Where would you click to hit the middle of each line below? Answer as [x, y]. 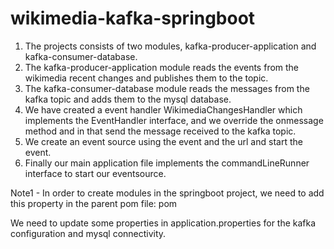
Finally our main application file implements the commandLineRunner [167, 163]
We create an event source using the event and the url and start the [163, 141]
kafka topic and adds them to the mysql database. [128, 99]
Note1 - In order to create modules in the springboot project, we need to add [167, 193]
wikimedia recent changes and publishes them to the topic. [146, 78]
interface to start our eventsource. [95, 173]
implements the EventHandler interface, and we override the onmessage [174, 120]
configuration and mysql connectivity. [88, 233]
